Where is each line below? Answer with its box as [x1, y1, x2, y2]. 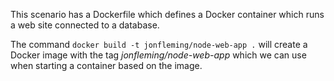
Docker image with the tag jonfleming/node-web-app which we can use [10, 49, 307, 61]
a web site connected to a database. [10, 19, 160, 31]
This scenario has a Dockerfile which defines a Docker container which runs [10, 9, 325, 20]
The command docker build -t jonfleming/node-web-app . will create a [10, 39, 308, 50]
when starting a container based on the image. [10, 60, 203, 71]
